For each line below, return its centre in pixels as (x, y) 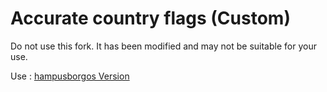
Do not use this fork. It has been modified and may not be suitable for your (163, 46)
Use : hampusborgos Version (70, 76)
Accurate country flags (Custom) (150, 18)
